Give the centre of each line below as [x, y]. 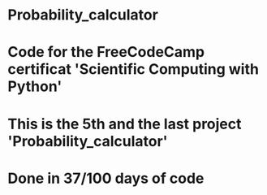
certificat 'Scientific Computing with [133, 69]
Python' [35, 87]
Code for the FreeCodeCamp [106, 52]
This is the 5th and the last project [125, 124]
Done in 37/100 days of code [106, 178]
